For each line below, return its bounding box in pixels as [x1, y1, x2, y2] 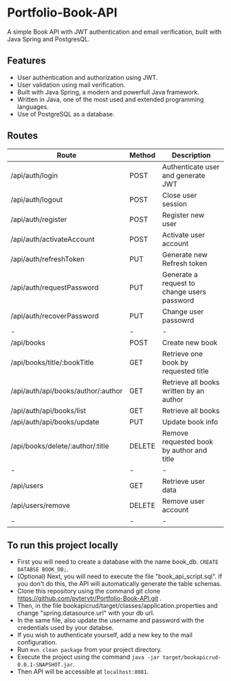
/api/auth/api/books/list [10, 405, 86, 415]
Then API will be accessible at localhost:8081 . [16, 667, 149, 676]
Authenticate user [162, 162, 220, 172]
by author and [162, 445, 208, 455]
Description [171, 150, 211, 160]
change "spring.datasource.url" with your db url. [16, 609, 155, 618]
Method [129, 150, 156, 160]
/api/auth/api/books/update [10, 417, 100, 427]
